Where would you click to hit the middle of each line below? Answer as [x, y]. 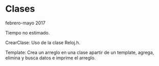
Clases [20, 9]
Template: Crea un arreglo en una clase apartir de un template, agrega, [80, 52]
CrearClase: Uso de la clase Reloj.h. [43, 42]
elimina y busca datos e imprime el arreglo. [50, 58]
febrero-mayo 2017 [25, 23]
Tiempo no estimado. [28, 32]
